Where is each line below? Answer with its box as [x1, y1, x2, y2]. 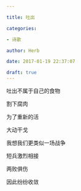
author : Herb [6, 47, 40, 54]
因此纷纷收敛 [6, 178, 39, 185]
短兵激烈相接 [6, 152, 39, 159]
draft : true [6, 70, 37, 76]
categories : [6, 25, 37, 31]
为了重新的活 [6, 113, 39, 120]
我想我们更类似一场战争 [6, 139, 66, 146]
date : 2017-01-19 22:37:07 [6, 59, 75, 65]
